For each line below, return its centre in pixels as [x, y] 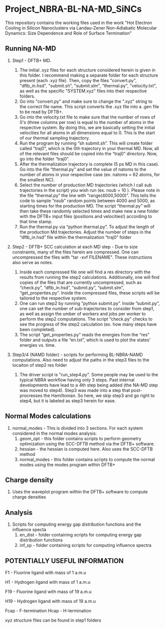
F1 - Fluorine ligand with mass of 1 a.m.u [46, 572]
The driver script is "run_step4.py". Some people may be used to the [89, 374]
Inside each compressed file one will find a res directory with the [85, 272]
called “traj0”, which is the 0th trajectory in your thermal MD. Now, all [89, 148]
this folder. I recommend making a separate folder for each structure [89, 75]
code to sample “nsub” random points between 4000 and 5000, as [87, 201]
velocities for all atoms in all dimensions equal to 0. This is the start [87, 133]
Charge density [29, 480]
